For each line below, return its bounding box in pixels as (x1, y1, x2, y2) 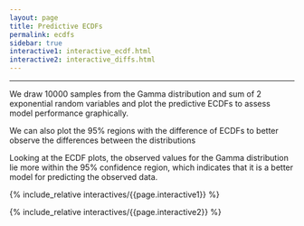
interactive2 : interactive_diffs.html (9, 55, 156, 64)
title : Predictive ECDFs (9, 22, 103, 31)
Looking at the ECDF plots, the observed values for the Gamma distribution (9, 153, 290, 163)
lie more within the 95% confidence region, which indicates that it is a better (9, 162, 294, 173)
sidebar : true (9, 38, 63, 48)
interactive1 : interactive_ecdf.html (9, 47, 152, 56)
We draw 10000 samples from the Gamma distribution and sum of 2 (9, 89, 262, 99)
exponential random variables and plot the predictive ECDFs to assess (9, 99, 271, 108)
